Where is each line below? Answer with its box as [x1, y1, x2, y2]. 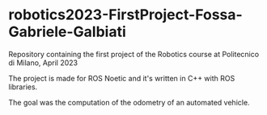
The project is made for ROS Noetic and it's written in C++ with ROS [8, 73, 235, 83]
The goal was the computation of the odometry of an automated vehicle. [8, 97, 250, 107]
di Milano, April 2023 [8, 58, 78, 68]
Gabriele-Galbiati [8, 23, 127, 41]
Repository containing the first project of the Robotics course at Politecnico [8, 49, 260, 59]
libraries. [8, 82, 38, 92]
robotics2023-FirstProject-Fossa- [8, 6, 243, 24]
